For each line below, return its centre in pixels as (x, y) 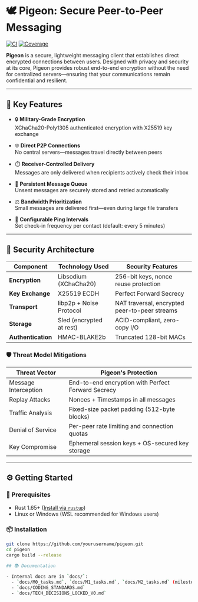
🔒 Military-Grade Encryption (50, 119)
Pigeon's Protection (129, 373)
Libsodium (72, 276)
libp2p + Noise (78, 303)
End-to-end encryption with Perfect (119, 383)
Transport (23, 306)
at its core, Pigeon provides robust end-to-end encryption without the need (98, 67)
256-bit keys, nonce (143, 276)
